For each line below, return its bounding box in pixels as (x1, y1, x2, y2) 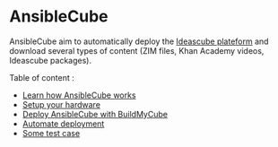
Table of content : (9, 72, 74, 82)
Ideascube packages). (9, 55, 92, 65)
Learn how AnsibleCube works (22, 90, 136, 100)
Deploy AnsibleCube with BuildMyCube (22, 108, 169, 119)
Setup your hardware (22, 99, 101, 109)
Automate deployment (22, 118, 105, 129)
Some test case (22, 127, 81, 138)
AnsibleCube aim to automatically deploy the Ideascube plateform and (9, 36, 269, 47)
